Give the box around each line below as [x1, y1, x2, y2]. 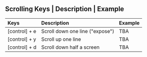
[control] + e [7, 28, 37, 34]
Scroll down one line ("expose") [41, 28, 114, 34]
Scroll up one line [41, 35, 81, 42]
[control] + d [7, 44, 37, 51]
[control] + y [7, 35, 37, 42]
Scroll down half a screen [41, 44, 99, 51]
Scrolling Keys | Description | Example [5, 5, 124, 13]
